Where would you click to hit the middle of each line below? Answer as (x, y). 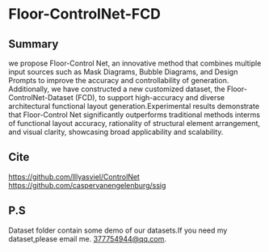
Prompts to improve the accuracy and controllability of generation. (119, 80)
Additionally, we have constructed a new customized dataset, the (117, 89)
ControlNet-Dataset (41, 97)
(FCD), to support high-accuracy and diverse (150, 97)
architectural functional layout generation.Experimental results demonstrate (134, 106)
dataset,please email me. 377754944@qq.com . (88, 238)
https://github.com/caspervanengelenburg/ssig (87, 185)
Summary (34, 44)
